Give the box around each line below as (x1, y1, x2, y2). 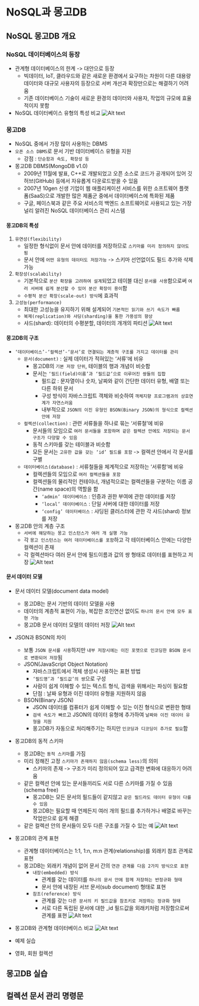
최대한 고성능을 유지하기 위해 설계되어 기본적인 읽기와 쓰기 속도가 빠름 (23, 306, 181, 313)
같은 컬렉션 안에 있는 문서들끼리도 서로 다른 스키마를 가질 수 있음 (23, 779, 173, 787)
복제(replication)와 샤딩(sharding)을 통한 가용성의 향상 (23, 314, 153, 319)
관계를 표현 (41, 912, 67, 919)
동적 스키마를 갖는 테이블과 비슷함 (32, 441, 111, 448)
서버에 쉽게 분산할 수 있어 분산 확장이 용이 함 (30, 284, 128, 292)
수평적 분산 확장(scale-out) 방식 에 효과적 (23, 292, 119, 299)
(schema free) (23, 786, 59, 793)
